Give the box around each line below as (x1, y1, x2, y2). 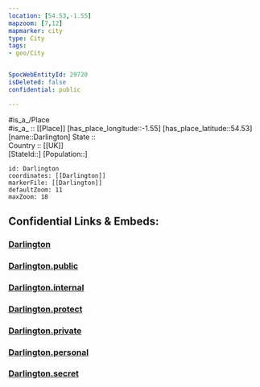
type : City (8, 34, 45, 43)
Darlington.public (8, 260, 79, 271)
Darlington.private (8, 325, 82, 336)
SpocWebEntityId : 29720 (8, 71, 89, 79)
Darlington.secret (8, 368, 79, 379)
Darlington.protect (8, 303, 83, 315)
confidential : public (8, 85, 81, 93)
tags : (8, 42, 27, 50)
